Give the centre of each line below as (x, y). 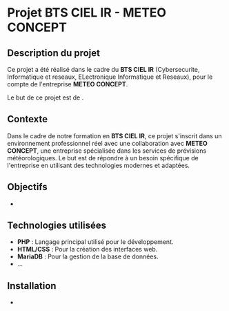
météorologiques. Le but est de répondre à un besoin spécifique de (103, 158)
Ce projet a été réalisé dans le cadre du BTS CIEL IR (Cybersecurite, (103, 69)
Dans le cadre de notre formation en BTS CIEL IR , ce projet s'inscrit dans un (114, 135)
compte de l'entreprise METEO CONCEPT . (68, 84)
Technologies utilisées (57, 226)
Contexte (28, 119)
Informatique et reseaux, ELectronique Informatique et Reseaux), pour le (110, 77)
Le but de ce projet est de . (46, 97)
